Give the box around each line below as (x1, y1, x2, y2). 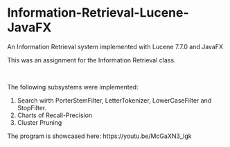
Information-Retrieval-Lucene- (7, 5, 189, 21)
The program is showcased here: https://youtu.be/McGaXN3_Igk (7, 132, 192, 140)
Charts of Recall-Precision (17, 111, 93, 119)
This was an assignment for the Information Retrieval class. (7, 55, 176, 64)
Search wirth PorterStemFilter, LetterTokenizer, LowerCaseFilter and (17, 96, 212, 105)
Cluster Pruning (17, 118, 62, 126)
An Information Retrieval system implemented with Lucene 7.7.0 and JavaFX (7, 42, 224, 51)
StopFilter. (17, 103, 47, 112)
